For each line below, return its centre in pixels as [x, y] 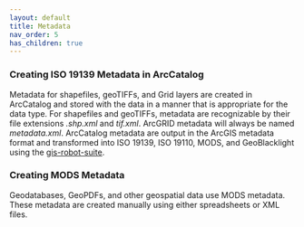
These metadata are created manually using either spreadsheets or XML [145, 204]
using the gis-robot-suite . [57, 152]
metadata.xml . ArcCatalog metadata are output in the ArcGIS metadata [142, 133]
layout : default [40, 18]
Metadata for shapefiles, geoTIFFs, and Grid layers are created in [131, 94]
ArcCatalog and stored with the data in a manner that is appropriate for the [149, 104]
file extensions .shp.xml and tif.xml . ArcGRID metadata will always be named [152, 123]
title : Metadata [40, 26]
